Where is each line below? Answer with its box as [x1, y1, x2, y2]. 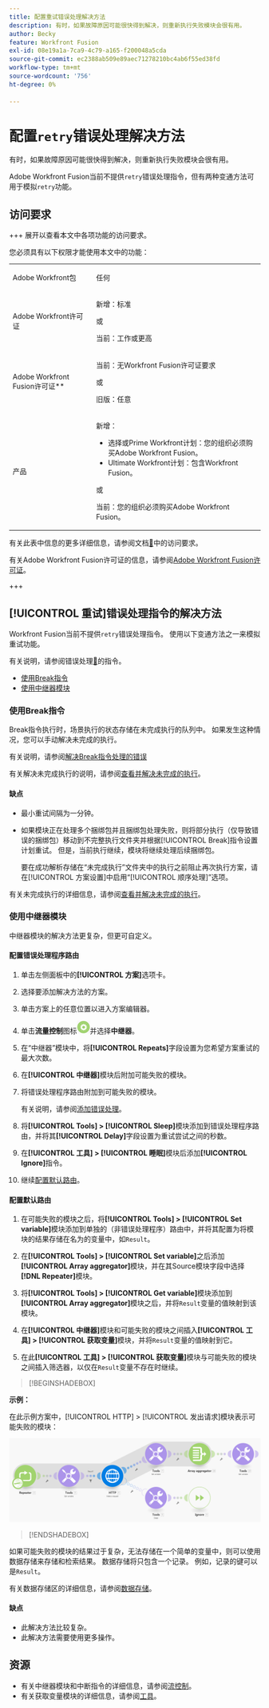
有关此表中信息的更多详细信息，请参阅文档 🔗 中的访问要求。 [9, 538, 203, 548]
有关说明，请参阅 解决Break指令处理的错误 [9, 752, 148, 762]
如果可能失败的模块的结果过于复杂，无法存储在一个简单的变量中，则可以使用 [9, 1546, 261, 1556]
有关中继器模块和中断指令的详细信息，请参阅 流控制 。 [20, 1681, 196, 1690]
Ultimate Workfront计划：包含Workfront [108, 457, 239, 468]
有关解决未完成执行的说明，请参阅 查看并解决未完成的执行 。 [9, 769, 205, 778]
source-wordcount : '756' [9, 72, 92, 80]
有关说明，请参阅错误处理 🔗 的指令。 [9, 657, 126, 666]
